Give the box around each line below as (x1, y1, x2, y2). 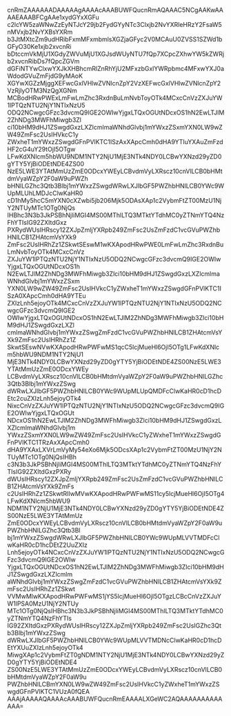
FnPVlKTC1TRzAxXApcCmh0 (7, 438, 90, 446)
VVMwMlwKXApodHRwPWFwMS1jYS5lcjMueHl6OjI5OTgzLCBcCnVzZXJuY (7, 593, 222, 600)
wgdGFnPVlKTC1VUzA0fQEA (7, 688, 90, 695)
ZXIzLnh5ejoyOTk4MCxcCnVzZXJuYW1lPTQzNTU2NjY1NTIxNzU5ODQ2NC (7, 299, 222, 307)
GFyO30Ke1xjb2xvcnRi (7, 43, 72, 50)
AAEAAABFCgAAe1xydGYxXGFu (7, 13, 100, 21)
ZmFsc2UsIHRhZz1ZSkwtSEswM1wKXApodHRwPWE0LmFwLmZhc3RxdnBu (7, 241, 224, 248)
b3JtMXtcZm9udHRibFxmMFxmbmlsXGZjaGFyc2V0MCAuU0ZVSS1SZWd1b (7, 35, 223, 43)
